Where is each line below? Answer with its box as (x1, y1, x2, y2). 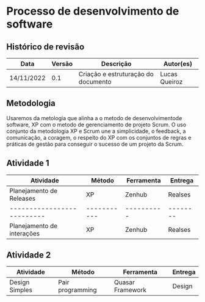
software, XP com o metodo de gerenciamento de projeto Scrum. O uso (6, 121, 187, 128)
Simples (9, 286, 32, 294)
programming (57, 286, 97, 294)
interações (9, 229, 40, 237)
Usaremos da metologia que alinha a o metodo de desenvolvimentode (6, 114, 182, 121)
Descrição (101, 60, 132, 68)
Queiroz (160, 77, 183, 86)
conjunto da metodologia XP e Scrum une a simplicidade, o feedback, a (6, 127, 186, 135)
